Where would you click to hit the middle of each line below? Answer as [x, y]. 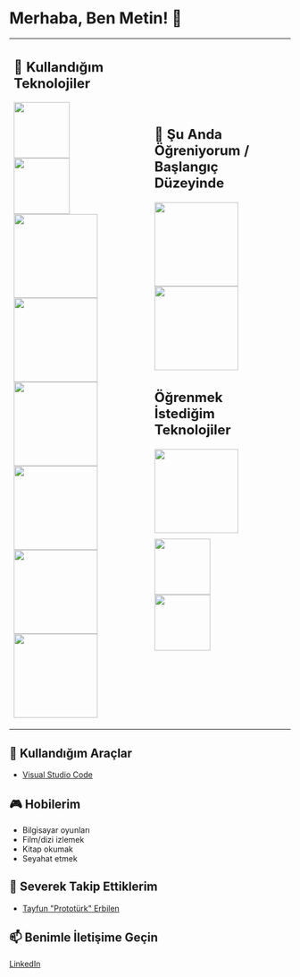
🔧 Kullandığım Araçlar [71, 753]
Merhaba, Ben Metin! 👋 [96, 18]
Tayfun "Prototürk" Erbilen [71, 908]
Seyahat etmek [50, 859]
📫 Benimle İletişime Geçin [84, 938]
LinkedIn [25, 964]
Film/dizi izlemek [53, 840]
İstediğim [185, 413]
